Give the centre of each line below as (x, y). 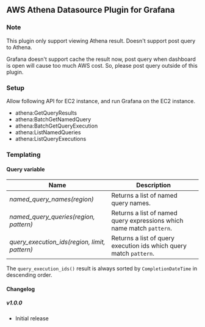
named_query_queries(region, (52, 217)
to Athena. (19, 47)
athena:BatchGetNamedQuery (53, 119)
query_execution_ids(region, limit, (57, 242)
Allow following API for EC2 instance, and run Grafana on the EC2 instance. (101, 101)
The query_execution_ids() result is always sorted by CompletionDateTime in (102, 268)
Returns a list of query (143, 239)
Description (153, 185)
